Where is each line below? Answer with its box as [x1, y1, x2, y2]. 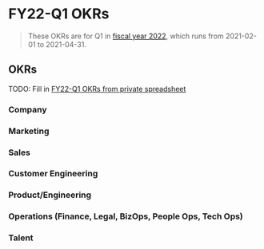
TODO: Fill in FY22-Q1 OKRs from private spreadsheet [8, 84, 186, 93]
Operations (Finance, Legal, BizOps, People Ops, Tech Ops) [8, 211, 244, 222]
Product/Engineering [8, 189, 92, 200]
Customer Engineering [8, 168, 98, 180]
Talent [8, 232, 34, 243]
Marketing [8, 125, 50, 136]
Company [8, 104, 47, 115]
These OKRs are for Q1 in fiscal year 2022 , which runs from [27, 31, 224, 41]
